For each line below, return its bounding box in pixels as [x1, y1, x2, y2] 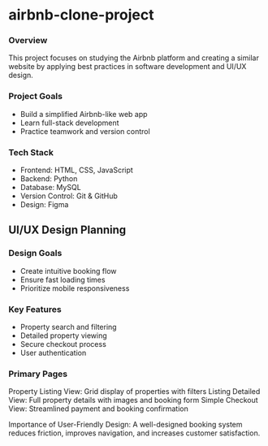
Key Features [8, 303, 63, 314]
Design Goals [8, 248, 63, 259]
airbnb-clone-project [8, 6, 154, 24]
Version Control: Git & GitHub [19, 191, 118, 201]
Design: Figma [19, 200, 69, 210]
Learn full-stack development [19, 118, 119, 128]
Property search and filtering [19, 323, 117, 332]
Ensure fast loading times [19, 275, 106, 284]
